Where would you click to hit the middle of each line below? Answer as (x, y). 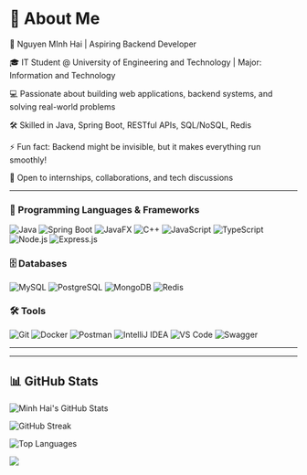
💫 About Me (55, 19)
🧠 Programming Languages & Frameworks (105, 209)
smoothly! (28, 160)
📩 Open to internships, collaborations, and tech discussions (122, 177)
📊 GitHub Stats (54, 381)
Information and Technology (63, 75)
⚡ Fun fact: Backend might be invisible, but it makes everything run (135, 146)
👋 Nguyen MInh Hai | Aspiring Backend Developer (103, 44)
